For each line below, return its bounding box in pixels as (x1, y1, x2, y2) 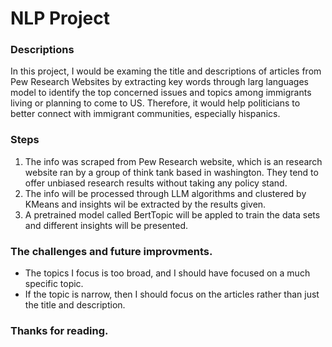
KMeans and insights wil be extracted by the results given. (24, 198, 267, 210)
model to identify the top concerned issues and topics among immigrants (10, 87, 312, 99)
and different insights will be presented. (24, 219, 189, 231)
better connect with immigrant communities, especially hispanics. (10, 108, 281, 120)
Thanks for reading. (10, 324, 109, 337)
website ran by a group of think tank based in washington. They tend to (24, 166, 319, 178)
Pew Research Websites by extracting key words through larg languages (10, 76, 309, 88)
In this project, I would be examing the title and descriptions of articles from (10, 65, 322, 77)
